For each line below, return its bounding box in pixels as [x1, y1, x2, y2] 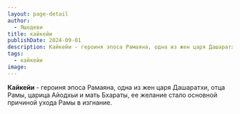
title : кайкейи [7, 30, 53, 38]
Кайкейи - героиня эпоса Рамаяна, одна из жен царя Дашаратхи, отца [7, 83, 226, 91]
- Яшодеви [14, 24, 43, 31]
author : [7, 17, 31, 24]
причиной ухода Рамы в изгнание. [7, 98, 113, 107]
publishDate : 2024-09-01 [7, 37, 81, 44]
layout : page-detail [7, 10, 69, 18]
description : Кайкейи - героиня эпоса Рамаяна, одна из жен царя [7, 43, 206, 51]
